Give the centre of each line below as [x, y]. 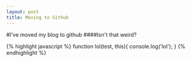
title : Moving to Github [37, 17]
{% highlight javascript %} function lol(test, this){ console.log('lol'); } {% [96, 46]
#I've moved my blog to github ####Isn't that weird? [72, 34]
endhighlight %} [26, 52]
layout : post [23, 12]
